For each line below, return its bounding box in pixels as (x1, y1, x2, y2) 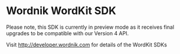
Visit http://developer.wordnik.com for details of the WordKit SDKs (6, 41, 167, 48)
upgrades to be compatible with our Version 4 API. (6, 29, 129, 36)
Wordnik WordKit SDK (6, 4, 116, 18)
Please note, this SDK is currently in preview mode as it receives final (6, 23, 175, 31)
